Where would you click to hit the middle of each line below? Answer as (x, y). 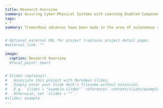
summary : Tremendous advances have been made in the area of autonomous (80, 28)
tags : (10, 18)
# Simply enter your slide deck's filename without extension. (72, 85)
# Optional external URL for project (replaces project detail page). (78, 41)
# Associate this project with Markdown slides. (57, 80)
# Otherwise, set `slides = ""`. (41, 94)
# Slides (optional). (27, 76)
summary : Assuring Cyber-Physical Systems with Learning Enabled (72, 14)
